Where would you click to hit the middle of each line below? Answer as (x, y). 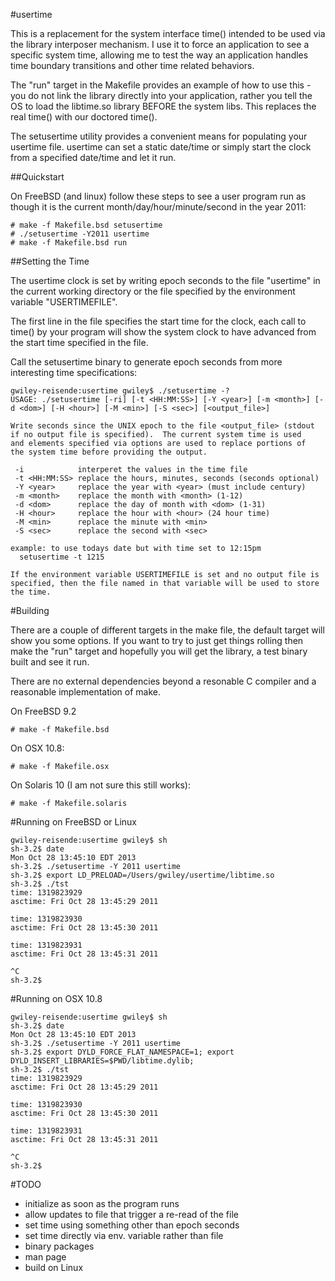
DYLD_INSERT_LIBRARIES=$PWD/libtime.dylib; (102, 1061)
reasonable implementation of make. (85, 692)
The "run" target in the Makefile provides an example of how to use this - (161, 85)
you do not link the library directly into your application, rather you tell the (161, 95)
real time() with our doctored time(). (84, 117)
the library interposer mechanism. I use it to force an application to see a (160, 44)
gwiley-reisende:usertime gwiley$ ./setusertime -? (120, 391)
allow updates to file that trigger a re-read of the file (131, 1214)
